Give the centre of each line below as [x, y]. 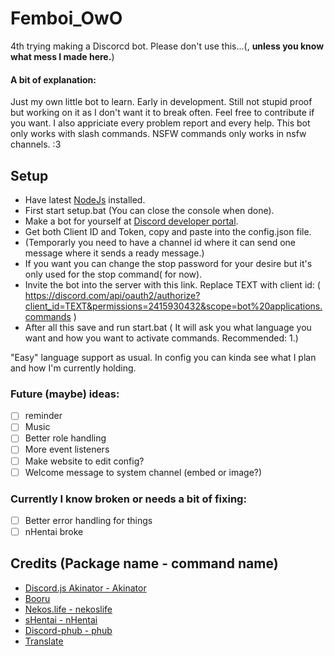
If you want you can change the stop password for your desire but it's [168, 263]
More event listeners [67, 449]
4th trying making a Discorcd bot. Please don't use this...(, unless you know [167, 46]
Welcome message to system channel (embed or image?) [143, 472]
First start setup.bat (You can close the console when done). [149, 210]
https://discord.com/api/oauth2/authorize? [112, 295]
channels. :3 [36, 144]
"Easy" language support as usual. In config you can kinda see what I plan [163, 357]
